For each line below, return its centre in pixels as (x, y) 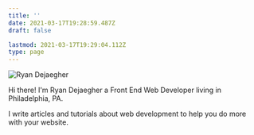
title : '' (25, 15)
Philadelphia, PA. (36, 98)
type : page (26, 52)
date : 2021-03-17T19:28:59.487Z (62, 23)
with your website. (39, 122)
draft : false (30, 30)
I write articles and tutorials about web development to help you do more (127, 114)
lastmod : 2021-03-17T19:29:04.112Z (67, 44)
